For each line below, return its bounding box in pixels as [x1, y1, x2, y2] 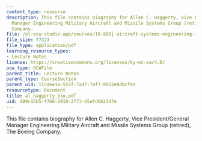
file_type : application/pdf [6, 43, 77, 49]
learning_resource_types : [6, 48, 71, 54]
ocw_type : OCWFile [6, 64, 52, 71]
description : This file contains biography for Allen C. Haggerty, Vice [6, 14, 192, 20]
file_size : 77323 [6, 37, 50, 43]
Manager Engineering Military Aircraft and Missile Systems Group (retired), [6, 121, 191, 128]
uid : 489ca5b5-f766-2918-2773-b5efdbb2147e [6, 98, 117, 104]
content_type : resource [6, 8, 66, 15]
